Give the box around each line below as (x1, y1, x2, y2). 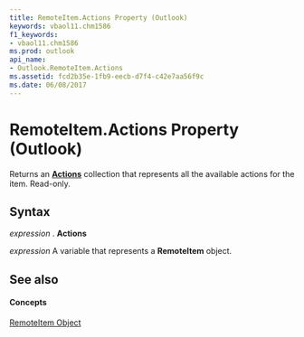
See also (9, 272, 59, 287)
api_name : (9, 55, 47, 64)
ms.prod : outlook (9, 47, 75, 56)
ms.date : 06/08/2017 (9, 80, 88, 89)
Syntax (9, 204, 51, 220)
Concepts (9, 297, 47, 308)
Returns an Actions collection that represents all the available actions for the (9, 168, 295, 179)
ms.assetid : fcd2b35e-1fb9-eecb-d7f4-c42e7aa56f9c (9, 72, 204, 81)
